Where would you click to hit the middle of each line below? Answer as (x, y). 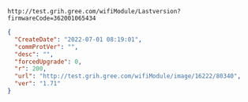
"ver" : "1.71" (38, 84)
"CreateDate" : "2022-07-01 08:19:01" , (79, 40)
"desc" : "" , (34, 54)
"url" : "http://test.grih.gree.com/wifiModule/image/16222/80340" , (128, 76)
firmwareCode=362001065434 (52, 18)
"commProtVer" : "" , (47, 47)
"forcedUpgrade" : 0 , (48, 62)
